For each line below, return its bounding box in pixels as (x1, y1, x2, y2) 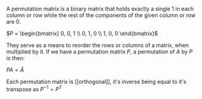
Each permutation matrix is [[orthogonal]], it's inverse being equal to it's (6, 78, 187, 85)
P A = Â (6, 66, 24, 73)
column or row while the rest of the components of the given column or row (6, 12, 196, 19)
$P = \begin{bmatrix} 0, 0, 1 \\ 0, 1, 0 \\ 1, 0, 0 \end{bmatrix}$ (6, 30, 158, 37)
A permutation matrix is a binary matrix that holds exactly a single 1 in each (6, 5, 194, 12)
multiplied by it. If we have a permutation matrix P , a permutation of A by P (6, 48, 193, 55)
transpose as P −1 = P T (6, 84, 62, 93)
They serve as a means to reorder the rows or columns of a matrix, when (6, 42, 189, 49)
